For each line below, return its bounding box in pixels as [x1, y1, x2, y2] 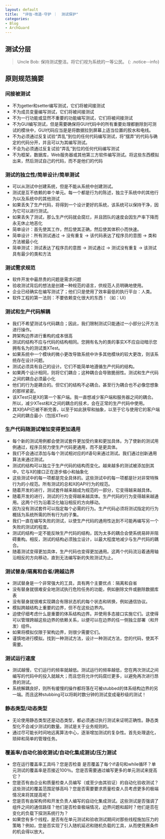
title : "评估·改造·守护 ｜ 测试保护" [5, 12, 79, 17]
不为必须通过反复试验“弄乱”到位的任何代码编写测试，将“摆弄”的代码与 [12, 133, 154, 139]
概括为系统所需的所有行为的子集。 [12, 512, 82, 517]
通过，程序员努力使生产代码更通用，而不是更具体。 [16, 444, 120, 450]
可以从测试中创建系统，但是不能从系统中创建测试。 [12, 183, 116, 189]
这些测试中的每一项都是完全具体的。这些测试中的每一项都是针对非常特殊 [12, 475, 159, 481]
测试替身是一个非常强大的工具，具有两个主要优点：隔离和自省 [12, 580, 137, 586]
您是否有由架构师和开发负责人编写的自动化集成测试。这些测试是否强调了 [12, 798, 159, 804]
